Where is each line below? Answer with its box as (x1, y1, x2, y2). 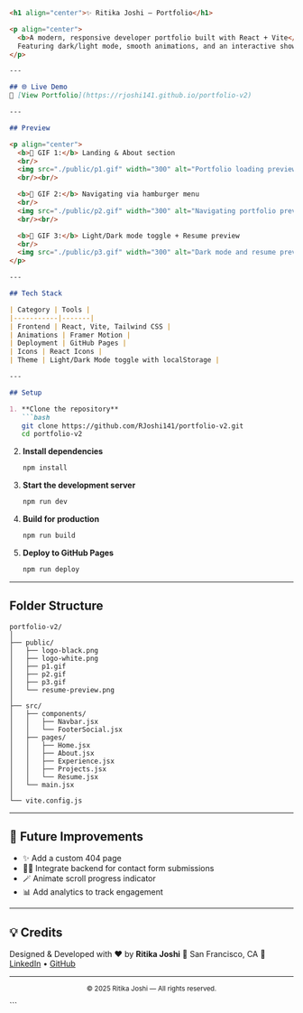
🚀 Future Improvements (9, 829, 144, 844)
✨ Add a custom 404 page (22, 853, 122, 864)
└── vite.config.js (9, 795, 83, 805)
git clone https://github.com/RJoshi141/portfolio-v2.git (21, 421, 244, 431)
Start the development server (22, 479, 136, 491)
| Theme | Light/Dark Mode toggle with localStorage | (9, 356, 220, 365)
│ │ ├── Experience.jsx (9, 757, 115, 766)
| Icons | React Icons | (9, 348, 103, 357)
